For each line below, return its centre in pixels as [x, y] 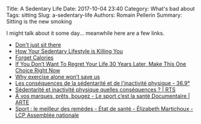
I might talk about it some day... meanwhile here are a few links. [85, 33]
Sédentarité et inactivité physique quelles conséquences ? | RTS [95, 89]
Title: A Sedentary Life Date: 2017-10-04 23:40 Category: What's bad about [100, 9]
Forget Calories [34, 57]
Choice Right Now [38, 70]
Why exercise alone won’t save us [58, 77]
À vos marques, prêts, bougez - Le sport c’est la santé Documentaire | [102, 96]
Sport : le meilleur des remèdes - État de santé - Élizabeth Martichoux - [104, 109]
